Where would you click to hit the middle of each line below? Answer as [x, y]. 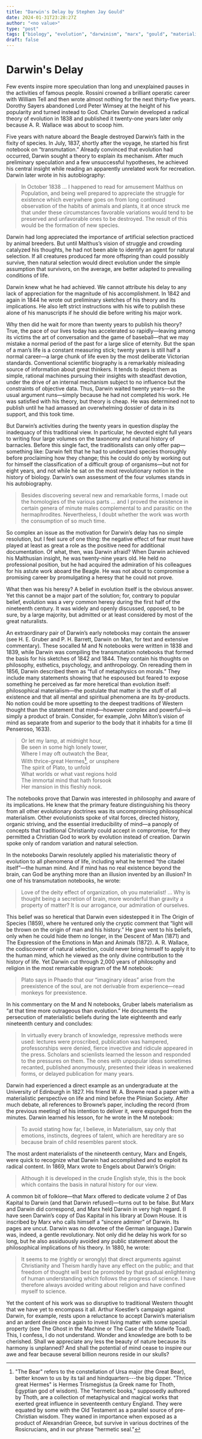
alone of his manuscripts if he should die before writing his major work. [94, 313]
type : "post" [23, 29]
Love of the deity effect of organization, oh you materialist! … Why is [106, 892]
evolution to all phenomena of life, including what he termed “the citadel [95, 861]
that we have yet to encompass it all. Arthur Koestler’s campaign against [96, 1309]
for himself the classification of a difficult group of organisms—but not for [97, 464]
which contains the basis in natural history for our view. [89, 1184]
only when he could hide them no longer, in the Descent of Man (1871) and [98, 936]
